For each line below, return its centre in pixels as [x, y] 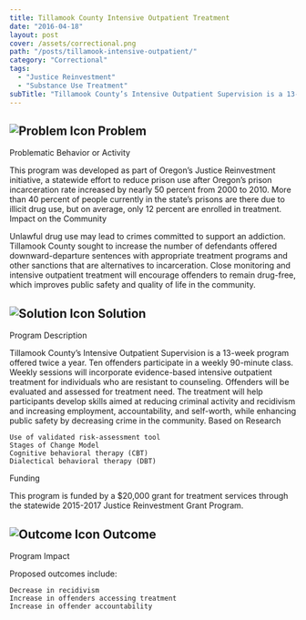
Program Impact [40, 555]
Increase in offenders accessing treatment [93, 598]
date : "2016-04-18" [46, 26]
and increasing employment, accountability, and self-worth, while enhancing [153, 412]
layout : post [34, 35]
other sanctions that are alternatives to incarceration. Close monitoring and [150, 266]
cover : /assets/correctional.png [73, 43]
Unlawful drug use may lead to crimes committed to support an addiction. [148, 237]
